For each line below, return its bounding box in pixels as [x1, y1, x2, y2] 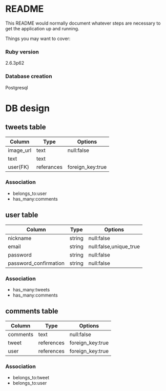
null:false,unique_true [88, 243, 140, 250]
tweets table [5, 123, 46, 131]
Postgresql [5, 84, 28, 90]
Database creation [5, 73, 52, 80]
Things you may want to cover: [5, 35, 71, 42]
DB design [5, 102, 50, 114]
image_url [8, 147, 32, 154]
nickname [8, 234, 32, 242]
